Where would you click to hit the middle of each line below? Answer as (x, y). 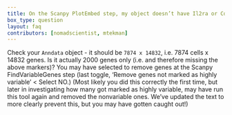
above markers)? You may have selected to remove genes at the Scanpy (110, 67)
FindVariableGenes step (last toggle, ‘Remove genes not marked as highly (112, 75)
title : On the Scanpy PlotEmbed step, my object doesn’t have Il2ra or (112, 14)
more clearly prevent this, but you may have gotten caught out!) (98, 104)
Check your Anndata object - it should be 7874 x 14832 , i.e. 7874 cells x (108, 53)
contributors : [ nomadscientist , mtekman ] (68, 33)
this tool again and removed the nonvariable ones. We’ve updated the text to (116, 97)
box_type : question (35, 20)
